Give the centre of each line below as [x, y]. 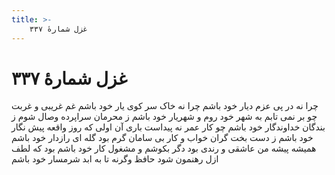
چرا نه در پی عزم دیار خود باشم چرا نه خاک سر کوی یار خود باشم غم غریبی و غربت [165, 106]
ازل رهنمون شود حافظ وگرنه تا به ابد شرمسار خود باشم [115, 159]
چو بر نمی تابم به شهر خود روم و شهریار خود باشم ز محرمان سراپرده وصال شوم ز [164, 117]
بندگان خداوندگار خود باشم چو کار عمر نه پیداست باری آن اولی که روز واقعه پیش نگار [168, 127]
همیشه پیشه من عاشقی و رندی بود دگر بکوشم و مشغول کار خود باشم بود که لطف [164, 148]
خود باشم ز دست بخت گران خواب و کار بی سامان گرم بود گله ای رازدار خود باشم [162, 138]
